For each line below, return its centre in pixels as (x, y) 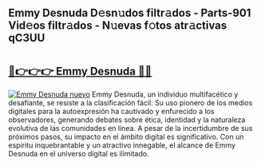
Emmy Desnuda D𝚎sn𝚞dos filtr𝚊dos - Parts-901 (130, 13)
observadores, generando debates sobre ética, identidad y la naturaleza (127, 120)
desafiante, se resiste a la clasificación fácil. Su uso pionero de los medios (130, 103)
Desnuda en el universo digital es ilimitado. (79, 154)
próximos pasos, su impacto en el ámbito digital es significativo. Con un (126, 136)
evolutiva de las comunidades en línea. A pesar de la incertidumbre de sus (130, 128)
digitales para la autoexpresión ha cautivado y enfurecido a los (111, 111)
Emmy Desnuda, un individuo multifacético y (165, 94)
